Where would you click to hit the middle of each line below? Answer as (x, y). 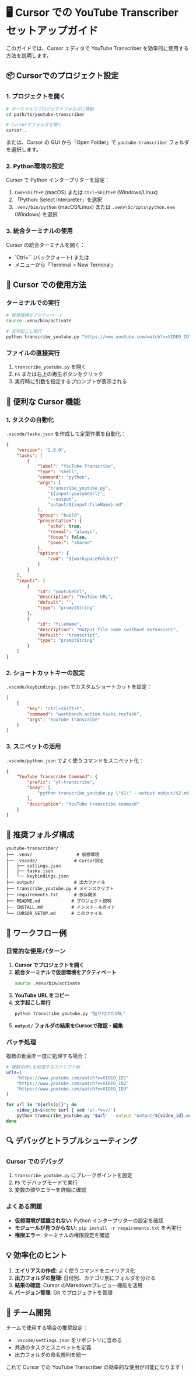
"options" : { (53, 553)
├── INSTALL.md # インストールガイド (61, 907)
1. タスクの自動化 (30, 419)
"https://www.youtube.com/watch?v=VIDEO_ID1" (73, 1078)
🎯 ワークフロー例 (36, 933)
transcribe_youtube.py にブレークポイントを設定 (73, 1175)
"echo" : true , (65, 527)
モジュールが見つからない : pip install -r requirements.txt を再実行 (98, 1227)
